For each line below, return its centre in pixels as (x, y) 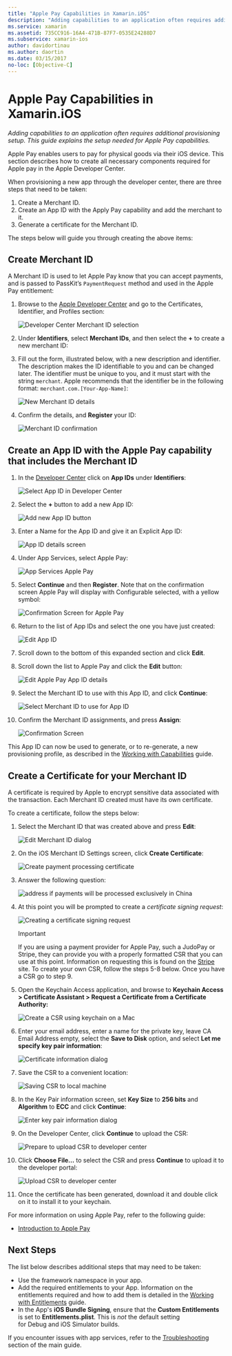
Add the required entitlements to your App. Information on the (105, 1287)
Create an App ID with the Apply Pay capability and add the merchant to (120, 210)
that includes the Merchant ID (73, 461)
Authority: (33, 1004)
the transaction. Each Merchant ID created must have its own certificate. (110, 800)
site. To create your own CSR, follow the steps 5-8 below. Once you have (121, 969)
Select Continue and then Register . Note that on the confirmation (111, 585)
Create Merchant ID (51, 259)
